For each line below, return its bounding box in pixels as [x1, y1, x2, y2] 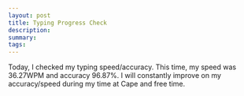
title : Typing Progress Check [8, 19, 108, 27]
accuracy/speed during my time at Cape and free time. [8, 79, 186, 89]
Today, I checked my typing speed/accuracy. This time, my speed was [8, 62, 237, 72]
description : [8, 26, 51, 34]
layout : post [8, 11, 51, 20]
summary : [8, 33, 37, 42]
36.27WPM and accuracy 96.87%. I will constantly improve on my [8, 71, 222, 80]
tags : [8, 41, 26, 49]
